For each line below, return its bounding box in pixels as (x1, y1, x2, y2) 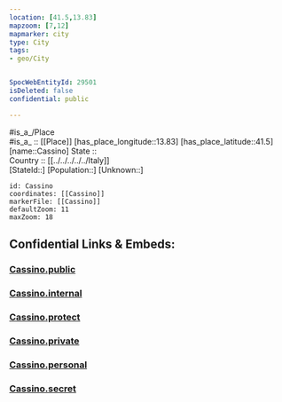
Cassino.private (9, 335, 80, 347)
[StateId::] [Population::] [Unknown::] (9, 164, 144, 175)
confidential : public (9, 94, 90, 103)
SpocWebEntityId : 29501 (9, 78, 98, 87)
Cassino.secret (9, 382, 77, 395)
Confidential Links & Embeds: (9, 237, 176, 252)
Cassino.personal (9, 359, 88, 371)
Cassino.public (9, 263, 76, 275)
